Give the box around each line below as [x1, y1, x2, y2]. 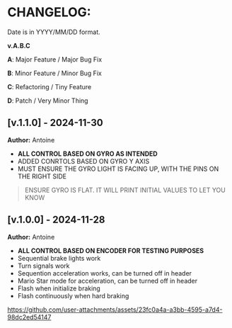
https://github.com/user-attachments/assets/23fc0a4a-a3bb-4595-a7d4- [7, 305, 223, 314]
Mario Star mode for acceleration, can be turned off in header [17, 276, 198, 285]
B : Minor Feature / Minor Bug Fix [7, 69, 103, 77]
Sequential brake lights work [17, 254, 101, 262]
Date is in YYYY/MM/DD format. [7, 28, 100, 36]
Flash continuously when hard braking [17, 291, 129, 300]
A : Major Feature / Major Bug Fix [7, 55, 103, 64]
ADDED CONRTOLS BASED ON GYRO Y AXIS [17, 157, 150, 165]
